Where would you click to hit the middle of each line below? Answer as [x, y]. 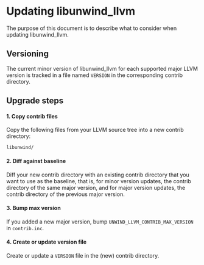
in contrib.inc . [25, 228]
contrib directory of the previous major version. [65, 194]
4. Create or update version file [47, 242]
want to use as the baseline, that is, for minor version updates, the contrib [99, 181]
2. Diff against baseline [36, 161]
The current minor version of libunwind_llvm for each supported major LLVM [102, 68]
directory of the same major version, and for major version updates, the [96, 187]
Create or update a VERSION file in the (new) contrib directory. [83, 255]
